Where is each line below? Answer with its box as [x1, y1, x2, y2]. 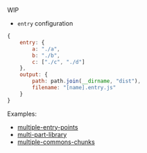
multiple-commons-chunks [17, 138, 95, 146]
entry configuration [17, 19, 73, 27]
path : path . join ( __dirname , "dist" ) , [32, 78, 141, 85]
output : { [19, 71, 49, 78]
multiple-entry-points [17, 123, 78, 131]
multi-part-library [17, 130, 67, 138]
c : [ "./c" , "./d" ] [32, 58, 85, 65]
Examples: [7, 109, 37, 118]
